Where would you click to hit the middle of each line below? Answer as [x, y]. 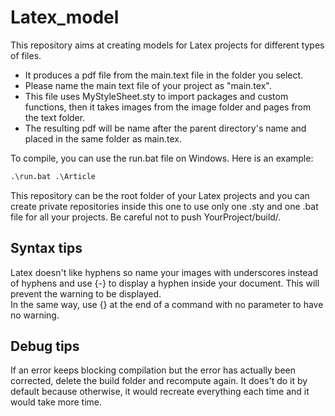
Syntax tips [46, 248]
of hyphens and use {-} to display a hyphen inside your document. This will [165, 283]
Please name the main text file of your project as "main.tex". [148, 85]
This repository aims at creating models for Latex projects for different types [167, 45]
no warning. [35, 315]
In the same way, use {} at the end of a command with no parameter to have [167, 304]
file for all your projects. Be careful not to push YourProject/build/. [146, 217]
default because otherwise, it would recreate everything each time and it [160, 392]
